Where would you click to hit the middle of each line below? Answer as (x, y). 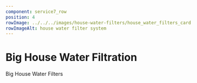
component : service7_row (36, 12)
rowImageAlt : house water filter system (56, 28)
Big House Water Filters (34, 74)
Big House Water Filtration (71, 58)
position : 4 (20, 17)
